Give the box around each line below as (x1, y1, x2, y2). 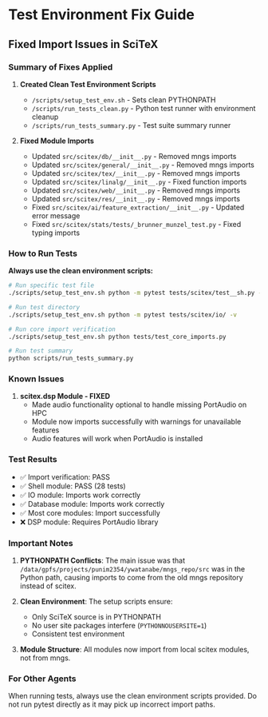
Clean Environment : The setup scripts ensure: (19, 597, 173, 607)
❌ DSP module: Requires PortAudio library (19, 517, 159, 527)
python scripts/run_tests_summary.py (8, 354, 134, 363)
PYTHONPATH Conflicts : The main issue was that (19, 556, 186, 565)
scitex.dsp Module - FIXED (19, 392, 110, 401)
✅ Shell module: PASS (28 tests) (19, 481, 126, 491)
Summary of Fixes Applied (8, 62, 113, 73)
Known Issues (8, 373, 65, 384)
